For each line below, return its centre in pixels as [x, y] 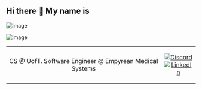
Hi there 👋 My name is [48, 11]
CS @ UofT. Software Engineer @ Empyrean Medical [84, 61]
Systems [84, 68]
